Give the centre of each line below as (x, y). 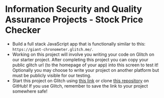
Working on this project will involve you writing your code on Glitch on (83, 54)
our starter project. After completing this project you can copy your (80, 59)
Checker (23, 30)
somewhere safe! (30, 91)
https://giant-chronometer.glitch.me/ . (53, 49)
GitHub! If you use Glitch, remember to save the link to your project (80, 86)
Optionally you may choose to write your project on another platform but (85, 70)
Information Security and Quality (74, 9)
